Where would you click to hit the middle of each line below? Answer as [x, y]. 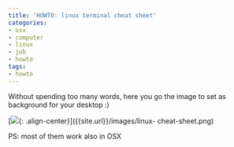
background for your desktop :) [59, 105]
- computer [26, 37]
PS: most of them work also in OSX [65, 136]
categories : [28, 23]
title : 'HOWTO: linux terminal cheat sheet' [82, 15]
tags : [17, 67]
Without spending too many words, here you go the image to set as [117, 96]
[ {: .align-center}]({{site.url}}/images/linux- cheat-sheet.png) [111, 121]
